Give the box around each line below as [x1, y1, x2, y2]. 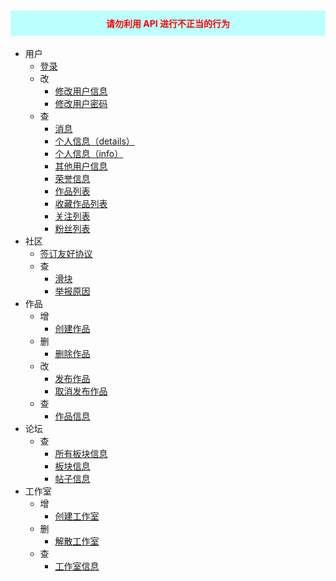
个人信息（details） [54, 135, 135, 147]
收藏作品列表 [54, 198, 108, 210]
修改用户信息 [54, 85, 108, 97]
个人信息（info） [54, 148, 124, 160]
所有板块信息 [54, 448, 108, 460]
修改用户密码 [54, 98, 108, 110]
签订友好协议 [39, 248, 93, 260]
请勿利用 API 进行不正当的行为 [105, 17, 231, 29]
